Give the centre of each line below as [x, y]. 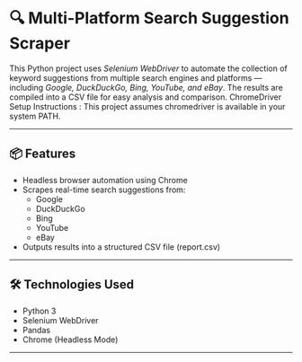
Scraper [40, 44]
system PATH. [35, 116]
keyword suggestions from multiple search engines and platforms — [136, 77]
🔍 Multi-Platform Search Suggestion [149, 18]
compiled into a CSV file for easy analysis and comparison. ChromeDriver [145, 97]
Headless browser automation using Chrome [105, 180]
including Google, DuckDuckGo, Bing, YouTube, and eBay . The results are [146, 87]
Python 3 [39, 311]
